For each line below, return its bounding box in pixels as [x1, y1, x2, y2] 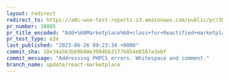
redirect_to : [6, 16, 44, 23]
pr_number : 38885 [6, 23, 56, 30]
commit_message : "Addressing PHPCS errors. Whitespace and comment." [6, 55, 210, 62]
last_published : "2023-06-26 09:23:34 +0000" [6, 42, 139, 49]
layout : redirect [6, 10, 56, 17]
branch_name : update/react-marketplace [6, 61, 121, 68]
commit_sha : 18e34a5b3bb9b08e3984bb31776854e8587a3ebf [6, 49, 167, 56]
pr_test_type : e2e [6, 36, 59, 43]
